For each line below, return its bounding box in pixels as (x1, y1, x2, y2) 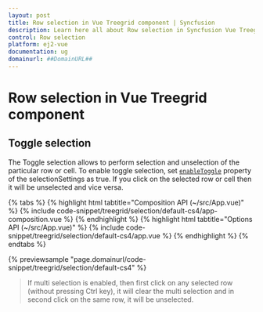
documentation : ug (8, 48, 68, 56)
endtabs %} (8, 239, 47, 249)
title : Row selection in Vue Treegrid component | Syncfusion (8, 19, 215, 27)
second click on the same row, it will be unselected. (27, 295, 194, 304)
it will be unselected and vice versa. (8, 182, 124, 192)
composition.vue (8, 214, 63, 223)
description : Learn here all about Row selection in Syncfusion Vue (8, 26, 236, 34)
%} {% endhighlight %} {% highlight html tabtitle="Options (63, 214, 253, 223)
